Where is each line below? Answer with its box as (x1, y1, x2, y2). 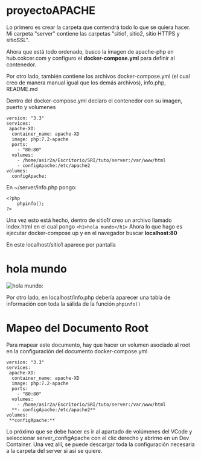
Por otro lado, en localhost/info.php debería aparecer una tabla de (6, 294, 171, 301)
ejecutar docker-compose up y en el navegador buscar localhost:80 (6, 229, 177, 236)
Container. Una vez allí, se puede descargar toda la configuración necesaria (6, 441, 195, 448)
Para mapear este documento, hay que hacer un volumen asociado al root (6, 341, 191, 348)
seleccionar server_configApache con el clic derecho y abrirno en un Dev (6, 434, 190, 441)
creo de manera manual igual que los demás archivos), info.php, (6, 79, 166, 86)
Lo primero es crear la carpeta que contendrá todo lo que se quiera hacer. (6, 24, 191, 31)
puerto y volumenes (6, 103, 56, 110)
